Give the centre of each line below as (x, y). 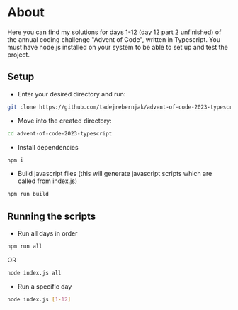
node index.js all (34, 273)
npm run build (28, 194)
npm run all (25, 247)
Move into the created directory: (64, 121)
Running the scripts (52, 216)
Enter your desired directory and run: (72, 94)
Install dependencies (48, 147)
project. (19, 55)
